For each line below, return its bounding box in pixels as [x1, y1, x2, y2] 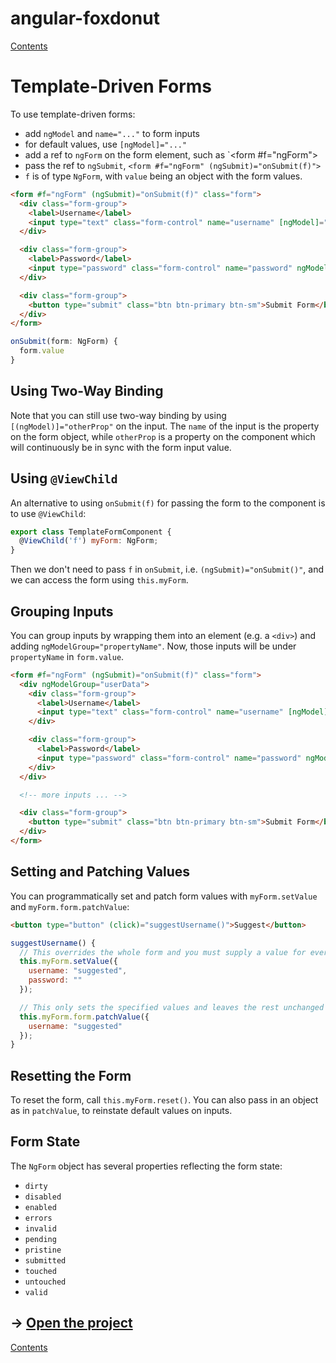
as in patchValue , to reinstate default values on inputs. [10, 1105, 233, 1117]
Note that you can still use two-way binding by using [10, 409, 227, 421]
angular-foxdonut [10, 7, 160, 30]
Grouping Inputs [10, 603, 114, 620]
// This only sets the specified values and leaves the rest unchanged [19, 1002, 325, 1012]
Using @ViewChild [10, 470, 118, 487]
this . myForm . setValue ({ [19, 957, 118, 967]
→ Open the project [10, 1315, 133, 1332]
